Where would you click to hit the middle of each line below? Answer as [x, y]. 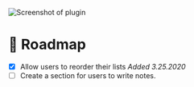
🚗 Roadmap [47, 45]
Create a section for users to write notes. [88, 75]
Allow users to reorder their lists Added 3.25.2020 [103, 66]
